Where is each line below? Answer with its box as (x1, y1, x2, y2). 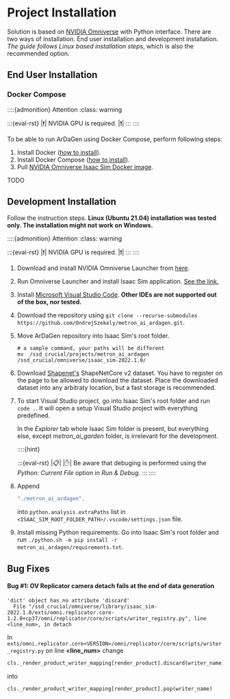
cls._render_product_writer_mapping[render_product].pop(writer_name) (7, 685, 213, 692)
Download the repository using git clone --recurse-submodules (16, 311, 198, 319)
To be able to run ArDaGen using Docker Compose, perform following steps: (7, 135, 222, 143)
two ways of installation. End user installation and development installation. (7, 34, 219, 42)
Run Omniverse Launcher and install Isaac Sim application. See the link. (16, 278, 219, 286)
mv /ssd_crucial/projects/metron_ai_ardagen (16, 351, 149, 358)
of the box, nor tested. (16, 298, 82, 306)
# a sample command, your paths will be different (16, 345, 165, 352)
